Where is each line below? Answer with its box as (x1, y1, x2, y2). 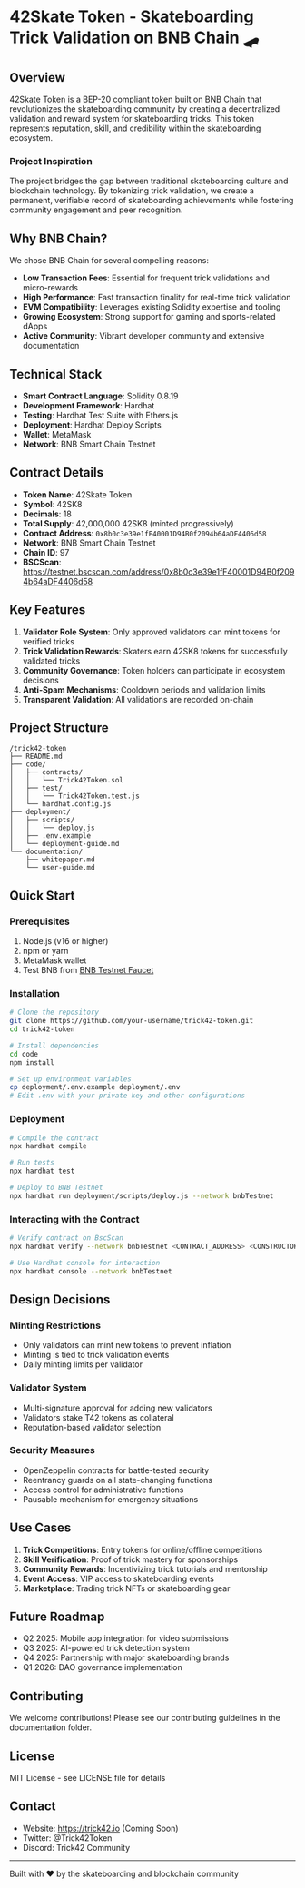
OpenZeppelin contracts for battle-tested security (22, 1464, 210, 1476)
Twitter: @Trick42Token (22, 1832, 113, 1844)
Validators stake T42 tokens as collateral (22, 1411, 174, 1422)
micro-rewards (22, 282, 79, 293)
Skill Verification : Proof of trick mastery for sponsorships (22, 1554, 239, 1565)
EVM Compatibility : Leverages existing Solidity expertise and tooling (22, 301, 281, 312)
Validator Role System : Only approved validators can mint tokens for (22, 626, 281, 637)
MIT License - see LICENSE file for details (9, 1773, 166, 1784)
